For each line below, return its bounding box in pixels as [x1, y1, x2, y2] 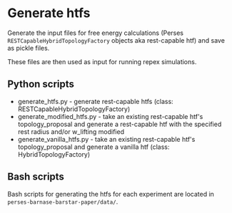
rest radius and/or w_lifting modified [17, 127, 125, 136]
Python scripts [7, 78, 75, 90]
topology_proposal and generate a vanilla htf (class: [17, 142, 170, 151]
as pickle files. [7, 43, 50, 52]
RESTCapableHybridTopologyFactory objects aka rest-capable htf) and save [7, 36, 225, 44]
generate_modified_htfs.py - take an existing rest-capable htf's [17, 112, 203, 120]
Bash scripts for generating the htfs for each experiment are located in [7, 189, 214, 198]
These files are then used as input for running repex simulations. [7, 57, 197, 66]
